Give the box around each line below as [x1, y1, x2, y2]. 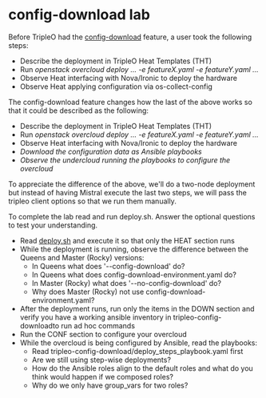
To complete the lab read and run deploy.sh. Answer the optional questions [8, 211, 256, 221]
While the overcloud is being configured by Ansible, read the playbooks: [19, 338, 258, 348]
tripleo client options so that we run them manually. [8, 196, 177, 206]
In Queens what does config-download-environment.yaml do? [31, 270, 237, 279]
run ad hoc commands [61, 320, 136, 330]
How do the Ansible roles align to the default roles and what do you [31, 363, 253, 373]
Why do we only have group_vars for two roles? [31, 380, 189, 390]
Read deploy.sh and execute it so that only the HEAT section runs [19, 235, 236, 245]
